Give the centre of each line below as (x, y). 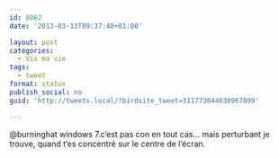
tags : (19, 67)
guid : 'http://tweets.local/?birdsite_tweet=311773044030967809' (134, 101)
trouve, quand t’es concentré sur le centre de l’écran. (108, 144)
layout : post (34, 42)
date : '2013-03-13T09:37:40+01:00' (76, 26)
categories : (31, 50)
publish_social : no (46, 92)
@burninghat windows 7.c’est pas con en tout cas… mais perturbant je (139, 134)
